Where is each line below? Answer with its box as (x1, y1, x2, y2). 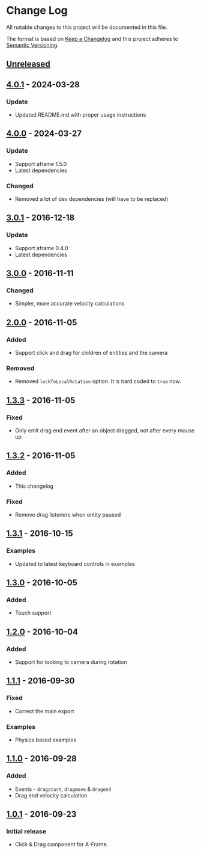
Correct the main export (14, 707, 74, 714)
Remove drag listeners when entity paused (14, 511, 121, 518)
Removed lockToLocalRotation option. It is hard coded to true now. (14, 378, 181, 385)
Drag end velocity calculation (14, 791, 88, 799)
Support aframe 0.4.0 (14, 244, 68, 251)
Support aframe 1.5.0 (14, 160, 67, 167)
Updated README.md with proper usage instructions (14, 111, 146, 118)
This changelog (14, 482, 54, 490)
